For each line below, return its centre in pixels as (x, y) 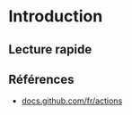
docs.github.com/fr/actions (72, 101)
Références (41, 79)
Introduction (56, 16)
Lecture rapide (50, 49)
